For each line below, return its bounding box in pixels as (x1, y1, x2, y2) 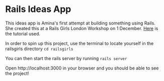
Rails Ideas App (5, 3, 71, 15)
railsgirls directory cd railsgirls (5, 45, 73, 51)
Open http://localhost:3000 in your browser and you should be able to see (5, 65, 159, 71)
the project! (5, 70, 29, 76)
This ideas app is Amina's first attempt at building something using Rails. (5, 20, 156, 26)
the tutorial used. (5, 30, 41, 36)
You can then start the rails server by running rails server (5, 55, 127, 61)
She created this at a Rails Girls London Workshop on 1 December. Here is (5, 25, 158, 31)
